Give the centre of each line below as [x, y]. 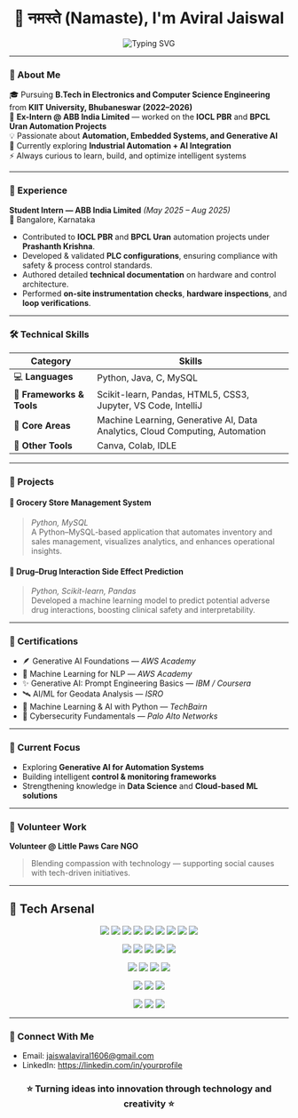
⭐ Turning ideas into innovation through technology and [149, 1089]
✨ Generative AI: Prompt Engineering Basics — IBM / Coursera [136, 683]
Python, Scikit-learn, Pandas [83, 591]
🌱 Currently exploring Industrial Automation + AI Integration [121, 146]
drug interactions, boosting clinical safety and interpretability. [143, 610]
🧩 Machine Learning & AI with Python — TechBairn [115, 707]
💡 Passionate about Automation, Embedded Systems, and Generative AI [143, 136]
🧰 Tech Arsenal [52, 909]
